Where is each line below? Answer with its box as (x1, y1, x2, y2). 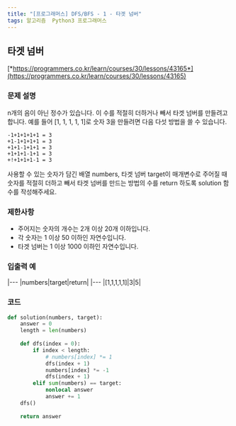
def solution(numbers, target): (7, 314, 103, 321)
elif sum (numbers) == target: (33, 380, 122, 387)
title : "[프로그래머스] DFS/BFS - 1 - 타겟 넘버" (7, 10, 142, 18)
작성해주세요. (20, 187, 57, 196)
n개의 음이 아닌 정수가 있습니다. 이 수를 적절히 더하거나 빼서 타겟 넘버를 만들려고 (7, 108, 228, 117)
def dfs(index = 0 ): (20, 340, 81, 347)
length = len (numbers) (20, 327, 87, 334)
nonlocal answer (45, 386, 94, 394)
